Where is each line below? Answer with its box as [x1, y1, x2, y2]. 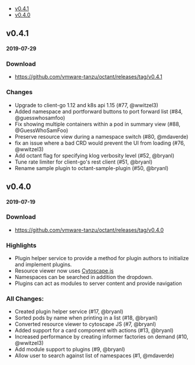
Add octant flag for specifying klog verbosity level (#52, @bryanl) [14, 152, 175, 159]
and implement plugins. [14, 261, 72, 268]
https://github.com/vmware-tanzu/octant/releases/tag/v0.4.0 [14, 226, 164, 233]
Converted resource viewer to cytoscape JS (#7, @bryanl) [14, 321, 157, 328]
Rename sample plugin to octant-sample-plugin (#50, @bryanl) [14, 164, 169, 171]
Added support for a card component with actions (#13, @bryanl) [14, 327, 174, 334]
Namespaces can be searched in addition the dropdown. [14, 274, 154, 281]
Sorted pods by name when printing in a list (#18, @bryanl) [14, 314, 158, 322]
